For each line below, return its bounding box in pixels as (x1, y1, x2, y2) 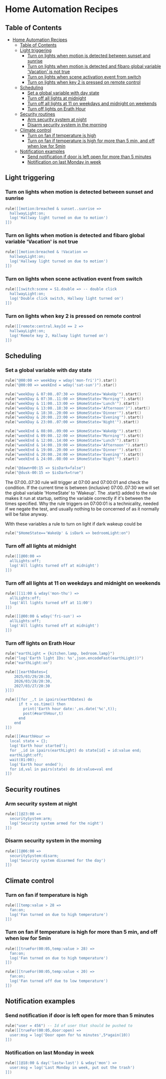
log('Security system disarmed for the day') (9, 858, 106, 863)
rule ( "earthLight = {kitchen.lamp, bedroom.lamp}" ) (5, 651, 115, 656)
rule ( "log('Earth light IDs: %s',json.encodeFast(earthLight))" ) (5, 656, 144, 661)
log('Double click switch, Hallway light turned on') (9, 296, 124, 301)
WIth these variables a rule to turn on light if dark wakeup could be (5, 521, 142, 527)
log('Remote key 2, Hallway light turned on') (9, 333, 108, 338)
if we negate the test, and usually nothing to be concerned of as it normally (5, 506, 160, 512)
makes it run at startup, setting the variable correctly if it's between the (5, 495, 151, 501)
